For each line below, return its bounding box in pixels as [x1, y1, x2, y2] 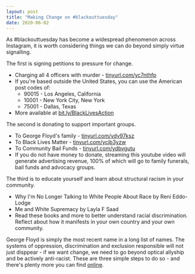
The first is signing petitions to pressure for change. [6, 60, 133, 67]
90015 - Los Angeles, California [23, 90, 101, 98]
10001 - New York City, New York [23, 97, 105, 104]
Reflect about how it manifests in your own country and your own [14, 218, 175, 225]
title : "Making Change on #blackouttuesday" [6, 14, 118, 20]
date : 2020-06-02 [6, 20, 49, 26]
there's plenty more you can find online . [6, 262, 104, 269]
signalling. [6, 49, 32, 56]
